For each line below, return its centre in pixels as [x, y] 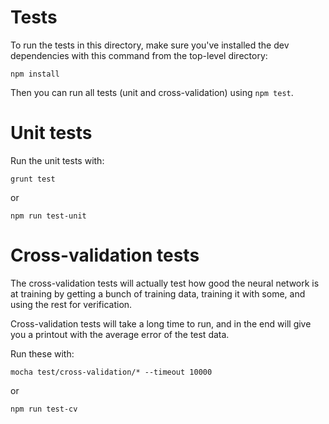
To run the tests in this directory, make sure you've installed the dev [150, 45]
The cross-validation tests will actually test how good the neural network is [165, 283]
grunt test [33, 179]
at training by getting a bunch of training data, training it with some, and [158, 293]
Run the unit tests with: [57, 160]
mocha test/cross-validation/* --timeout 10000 [111, 372]
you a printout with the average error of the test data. [120, 334]
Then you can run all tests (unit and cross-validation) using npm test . [152, 92]
